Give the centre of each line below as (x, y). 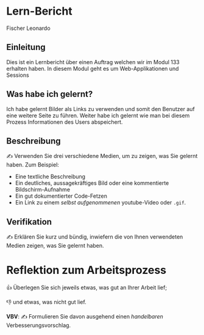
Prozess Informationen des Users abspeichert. (65, 122)
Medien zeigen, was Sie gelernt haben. (55, 246)
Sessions (18, 75)
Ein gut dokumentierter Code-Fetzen (61, 196)
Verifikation (29, 222)
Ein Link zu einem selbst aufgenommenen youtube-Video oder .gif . (100, 203)
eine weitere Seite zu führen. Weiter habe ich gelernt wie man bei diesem (98, 115)
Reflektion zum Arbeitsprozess (86, 270)
